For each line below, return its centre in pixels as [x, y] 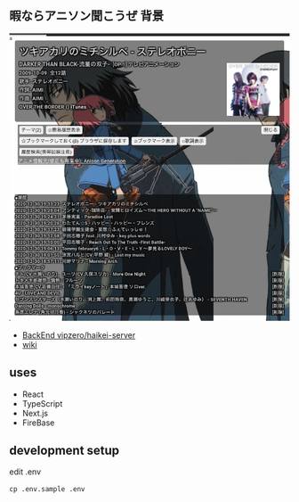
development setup [65, 451]
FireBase [38, 423]
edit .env [25, 472]
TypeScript [42, 403]
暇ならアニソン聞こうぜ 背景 [87, 16]
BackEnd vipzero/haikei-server [79, 335]
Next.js [35, 413]
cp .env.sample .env [48, 490]
